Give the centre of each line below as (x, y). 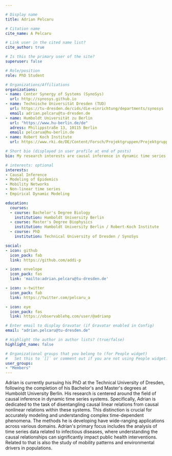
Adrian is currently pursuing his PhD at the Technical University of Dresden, (85, 383)
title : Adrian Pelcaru (29, 19)
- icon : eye (18, 307)
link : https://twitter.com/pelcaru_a (50, 298)
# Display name (21, 14)
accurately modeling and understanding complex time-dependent (75, 415)
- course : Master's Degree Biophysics (51, 222)
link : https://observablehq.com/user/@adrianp (60, 316)
